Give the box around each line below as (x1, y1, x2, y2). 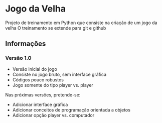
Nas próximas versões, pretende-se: (5, 91, 81, 98)
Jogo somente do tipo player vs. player (12, 82, 94, 88)
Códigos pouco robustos (12, 76, 64, 83)
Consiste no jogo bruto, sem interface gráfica (12, 71, 107, 77)
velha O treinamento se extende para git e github (5, 25, 106, 31)
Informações (5, 40, 46, 48)
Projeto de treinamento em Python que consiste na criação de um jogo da (5, 20, 157, 26)
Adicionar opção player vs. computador (12, 112, 94, 118)
